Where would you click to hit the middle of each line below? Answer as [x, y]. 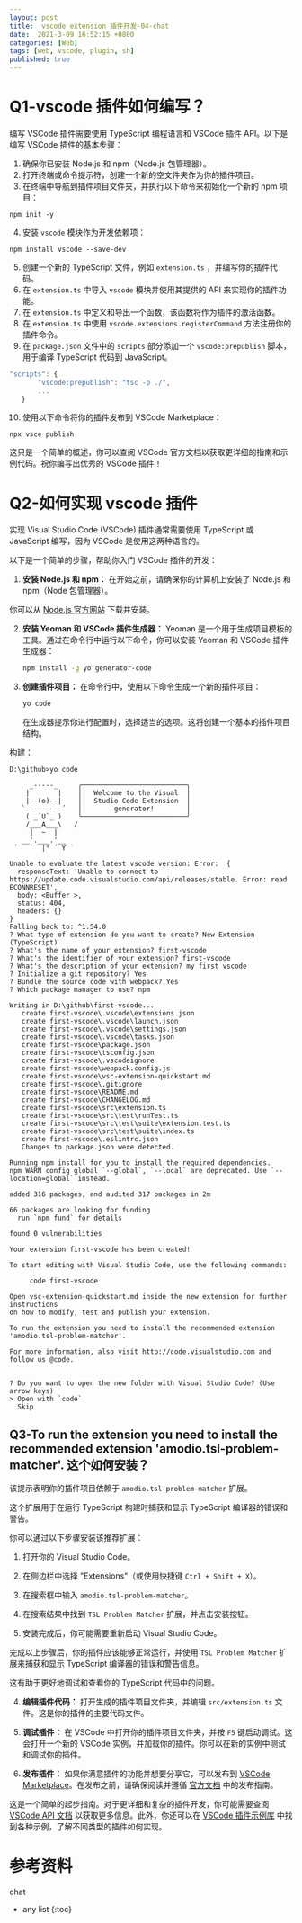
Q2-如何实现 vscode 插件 [103, 503]
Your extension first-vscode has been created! [100, 1250]
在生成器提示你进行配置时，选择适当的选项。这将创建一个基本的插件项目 [156, 722]
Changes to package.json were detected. [98, 1148]
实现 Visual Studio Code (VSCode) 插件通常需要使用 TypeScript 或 [132, 530]
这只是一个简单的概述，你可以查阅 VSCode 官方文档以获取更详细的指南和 [145, 452]
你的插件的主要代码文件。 [101, 1713]
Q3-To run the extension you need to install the [144, 1434]
